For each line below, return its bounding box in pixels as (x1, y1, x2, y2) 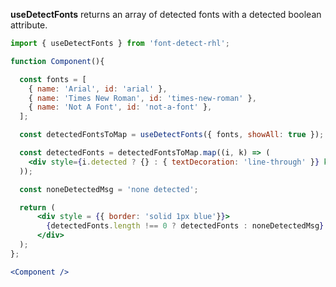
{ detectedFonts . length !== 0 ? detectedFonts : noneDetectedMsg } (46, 221, 325, 231)
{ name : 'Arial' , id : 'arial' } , (28, 84, 168, 94)
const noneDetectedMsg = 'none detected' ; (19, 184, 199, 194)
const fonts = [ (19, 74, 87, 84)
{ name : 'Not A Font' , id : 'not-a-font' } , (28, 102, 213, 113)
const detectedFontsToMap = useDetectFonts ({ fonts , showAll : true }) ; (19, 130, 325, 140)
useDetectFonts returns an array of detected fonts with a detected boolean (10, 9, 322, 20)
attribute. (10, 19, 48, 31)
